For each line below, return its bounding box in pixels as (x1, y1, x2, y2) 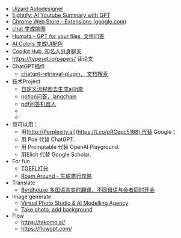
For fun (11, 158, 30, 164)
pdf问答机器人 (20, 101, 56, 107)
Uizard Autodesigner (11, 5, 64, 12)
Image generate (11, 193, 52, 200)
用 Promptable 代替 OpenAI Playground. (20, 143, 120, 150)
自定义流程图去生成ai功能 (20, 86, 84, 92)
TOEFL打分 (20, 165, 49, 172)
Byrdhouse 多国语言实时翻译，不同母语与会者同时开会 (20, 186, 155, 193)
